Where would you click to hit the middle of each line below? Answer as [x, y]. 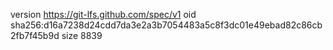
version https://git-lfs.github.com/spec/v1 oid [103, 14]
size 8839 [82, 35]
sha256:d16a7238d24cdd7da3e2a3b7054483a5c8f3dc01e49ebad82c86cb [166, 25]
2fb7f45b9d [35, 35]
